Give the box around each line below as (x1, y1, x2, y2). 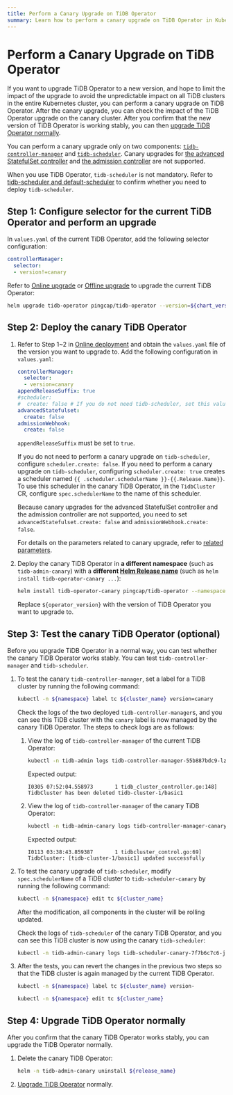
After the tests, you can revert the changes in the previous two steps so (17, 962, 222, 970)
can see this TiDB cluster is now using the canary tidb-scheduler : (17, 936, 206, 944)
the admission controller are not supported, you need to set (17, 510, 187, 519)
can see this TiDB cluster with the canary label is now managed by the (17, 715, 217, 724)
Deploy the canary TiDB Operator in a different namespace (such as (17, 560, 214, 568)
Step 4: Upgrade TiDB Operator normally (7, 1014, 186, 1027)
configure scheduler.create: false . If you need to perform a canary (17, 460, 213, 468)
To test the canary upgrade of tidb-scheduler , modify (17, 867, 171, 875)
